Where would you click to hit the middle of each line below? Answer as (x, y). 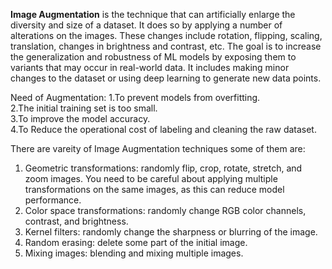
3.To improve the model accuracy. (80, 118)
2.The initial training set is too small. (84, 108)
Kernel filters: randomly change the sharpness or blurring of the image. (171, 232)
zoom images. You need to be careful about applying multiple (151, 178)
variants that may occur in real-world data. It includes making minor (150, 67)
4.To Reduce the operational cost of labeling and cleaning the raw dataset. (163, 129)
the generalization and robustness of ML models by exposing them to (153, 57)
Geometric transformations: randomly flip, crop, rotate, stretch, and (163, 168)
